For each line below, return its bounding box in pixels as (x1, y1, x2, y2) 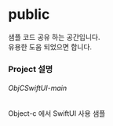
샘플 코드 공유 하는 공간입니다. (8, 32, 100, 41)
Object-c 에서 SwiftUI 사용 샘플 (8, 109, 106, 118)
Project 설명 (8, 63, 53, 74)
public (8, 5, 50, 23)
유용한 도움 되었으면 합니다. (8, 41, 93, 52)
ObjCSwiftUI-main (8, 84, 67, 93)
